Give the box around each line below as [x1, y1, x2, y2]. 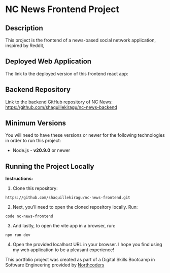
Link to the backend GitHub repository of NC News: [5, 99, 113, 105]
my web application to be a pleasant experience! [12, 247, 114, 253]
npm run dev [5, 232, 30, 238]
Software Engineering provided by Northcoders [5, 262, 105, 268]
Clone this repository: [12, 185, 58, 191]
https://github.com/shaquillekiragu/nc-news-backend [5, 104, 118, 110]
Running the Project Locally [5, 162, 94, 171]
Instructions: [5, 176, 33, 182]
